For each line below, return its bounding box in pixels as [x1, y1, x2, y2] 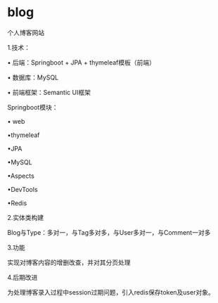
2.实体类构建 [7, 213, 44, 221]
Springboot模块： [7, 103, 58, 111]
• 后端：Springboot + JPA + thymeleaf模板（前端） [7, 58, 156, 67]
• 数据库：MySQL [7, 73, 58, 82]
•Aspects [7, 172, 35, 180]
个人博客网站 [7, 28, 44, 37]
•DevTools [7, 185, 38, 193]
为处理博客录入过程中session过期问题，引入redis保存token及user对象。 [7, 288, 214, 296]
